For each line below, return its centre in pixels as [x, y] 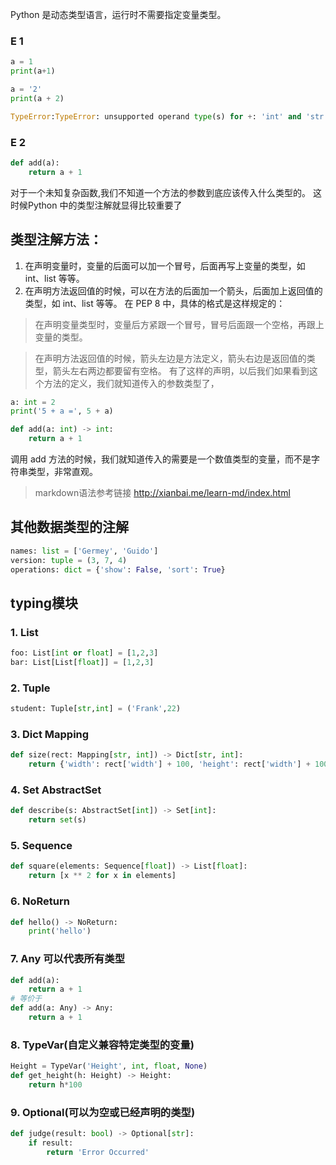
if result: [51, 1143]
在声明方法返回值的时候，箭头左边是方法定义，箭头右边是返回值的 [170, 358]
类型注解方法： [56, 239]
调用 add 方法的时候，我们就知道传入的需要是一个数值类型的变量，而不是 [161, 459]
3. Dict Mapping [50, 734]
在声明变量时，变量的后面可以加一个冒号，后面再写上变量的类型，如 [165, 265]
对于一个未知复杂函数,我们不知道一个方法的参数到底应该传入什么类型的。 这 [166, 192]
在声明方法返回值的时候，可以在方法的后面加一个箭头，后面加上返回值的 [173, 290]
